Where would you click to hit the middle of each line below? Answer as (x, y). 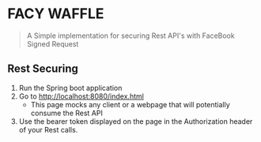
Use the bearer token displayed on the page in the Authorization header (136, 121)
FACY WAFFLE (56, 14)
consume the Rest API (67, 113)
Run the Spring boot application (70, 88)
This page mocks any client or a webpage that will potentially (130, 104)
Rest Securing (43, 69)
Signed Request (53, 43)
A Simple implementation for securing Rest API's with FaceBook (130, 35)
